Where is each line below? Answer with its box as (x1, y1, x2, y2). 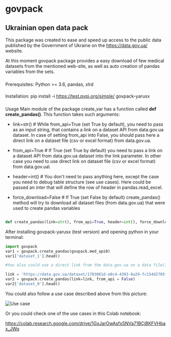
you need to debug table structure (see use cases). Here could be (12, 179, 151, 185)
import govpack (5, 244, 38, 249)
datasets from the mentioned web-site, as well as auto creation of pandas (5, 63, 160, 69)
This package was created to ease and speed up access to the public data (5, 37, 161, 43)
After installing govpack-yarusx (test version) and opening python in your (5, 228, 159, 235)
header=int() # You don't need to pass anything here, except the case (12, 173, 159, 179)
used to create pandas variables (12, 205, 80, 211)
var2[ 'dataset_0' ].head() (5, 281, 60, 286)
